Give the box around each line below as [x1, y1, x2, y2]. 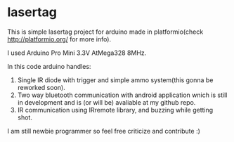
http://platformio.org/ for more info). [7, 34, 111, 43]
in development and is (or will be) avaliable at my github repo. [17, 98, 196, 106]
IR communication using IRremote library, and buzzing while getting [17, 105, 214, 114]
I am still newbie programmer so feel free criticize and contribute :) [7, 127, 200, 135]
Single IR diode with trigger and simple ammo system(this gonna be [17, 75, 214, 84]
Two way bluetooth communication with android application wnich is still [17, 91, 228, 99]
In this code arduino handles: [7, 62, 91, 70]
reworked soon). [17, 83, 65, 91]
